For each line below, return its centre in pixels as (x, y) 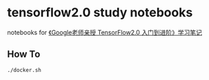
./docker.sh (24, 70)
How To (24, 54)
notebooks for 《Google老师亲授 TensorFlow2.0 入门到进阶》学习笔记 (104, 32)
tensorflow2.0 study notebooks (100, 13)
